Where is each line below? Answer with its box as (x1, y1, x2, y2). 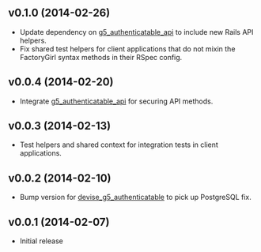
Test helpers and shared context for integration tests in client (19, 140, 219, 149)
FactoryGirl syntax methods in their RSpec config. (19, 52, 183, 62)
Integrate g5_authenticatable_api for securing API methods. (19, 96, 214, 106)
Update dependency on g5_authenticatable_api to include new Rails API (19, 27, 254, 36)
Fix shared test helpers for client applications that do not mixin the (19, 43, 236, 54)
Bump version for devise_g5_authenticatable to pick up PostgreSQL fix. (19, 193, 252, 202)
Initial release (19, 236, 63, 246)
